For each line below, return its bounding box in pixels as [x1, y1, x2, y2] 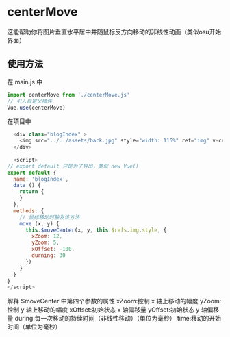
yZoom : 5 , [31, 239, 60, 247]
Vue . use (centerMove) [7, 104, 66, 111]
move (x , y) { [19, 220, 60, 227]
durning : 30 [31, 252, 66, 259]
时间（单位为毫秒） [7, 323, 62, 331]
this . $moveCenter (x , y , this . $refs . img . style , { [25, 227, 167, 234]
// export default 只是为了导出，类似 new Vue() [7, 162, 139, 170]
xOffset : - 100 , [31, 246, 75, 253]
